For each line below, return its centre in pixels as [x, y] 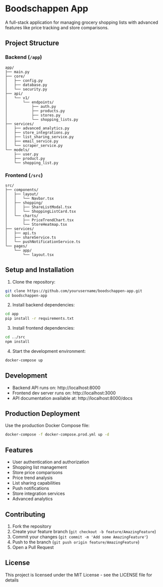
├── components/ [22, 190]
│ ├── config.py [24, 80]
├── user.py [26, 154]
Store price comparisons [37, 473]
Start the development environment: [49, 351]
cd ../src [15, 337]
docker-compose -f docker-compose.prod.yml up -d [57, 435]
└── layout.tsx [39, 255]
